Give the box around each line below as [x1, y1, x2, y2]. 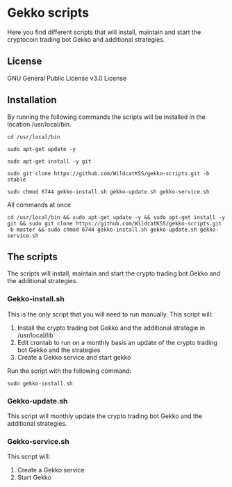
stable [7, 176, 26, 183]
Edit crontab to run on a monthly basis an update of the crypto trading [17, 338, 217, 346]
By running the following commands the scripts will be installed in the [7, 113, 206, 121]
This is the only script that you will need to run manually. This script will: [7, 310, 213, 318]
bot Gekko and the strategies [17, 346, 101, 354]
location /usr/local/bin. [7, 120, 72, 128]
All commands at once [7, 200, 72, 209]
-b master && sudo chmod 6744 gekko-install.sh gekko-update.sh [7, 226, 197, 233]
